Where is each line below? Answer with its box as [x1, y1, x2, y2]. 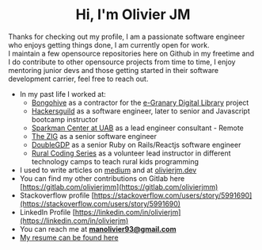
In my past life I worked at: [19, 89, 107, 98]
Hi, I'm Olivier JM [75, 6, 191, 24]
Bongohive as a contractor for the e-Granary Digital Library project [31, 98, 249, 107]
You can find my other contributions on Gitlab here [19, 173, 185, 183]
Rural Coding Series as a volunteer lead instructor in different [31, 148, 231, 158]
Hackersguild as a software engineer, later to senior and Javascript [31, 106, 251, 116]
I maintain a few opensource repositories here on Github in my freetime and [8, 48, 255, 58]
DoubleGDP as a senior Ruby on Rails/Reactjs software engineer [31, 140, 241, 149]
